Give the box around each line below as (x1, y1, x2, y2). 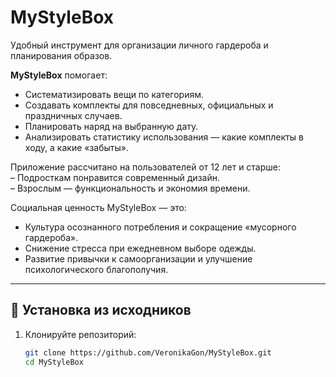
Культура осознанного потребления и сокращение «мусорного (24, 221, 297, 233)
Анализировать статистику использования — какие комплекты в (24, 131, 304, 143)
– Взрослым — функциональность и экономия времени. (10, 182, 251, 194)
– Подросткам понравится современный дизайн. (10, 171, 220, 183)
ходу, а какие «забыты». (24, 141, 129, 153)
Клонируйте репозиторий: (24, 328, 137, 340)
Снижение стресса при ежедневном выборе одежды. (24, 242, 257, 254)
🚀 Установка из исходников (10, 302, 192, 319)
